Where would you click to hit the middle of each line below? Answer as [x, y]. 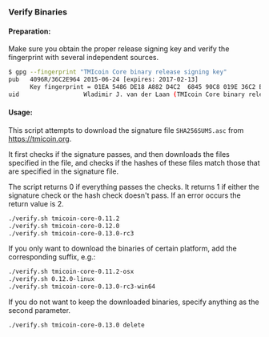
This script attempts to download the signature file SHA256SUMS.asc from [126, 130]
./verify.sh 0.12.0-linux [51, 279]
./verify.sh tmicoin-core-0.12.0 [64, 226]
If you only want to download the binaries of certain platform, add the [123, 249]
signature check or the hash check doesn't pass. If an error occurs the [125, 195]
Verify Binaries [38, 12]
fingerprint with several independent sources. [83, 58]
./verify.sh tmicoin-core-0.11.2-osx [71, 272]
